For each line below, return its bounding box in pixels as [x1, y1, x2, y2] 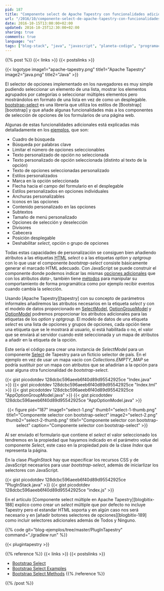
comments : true [5, 35, 36, 40]
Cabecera [12, 230, 32, 235]
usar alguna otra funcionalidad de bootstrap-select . [5, 367, 109, 373]
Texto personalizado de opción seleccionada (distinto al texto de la [12, 157, 147, 163]
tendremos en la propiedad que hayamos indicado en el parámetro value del [5, 437, 159, 443]
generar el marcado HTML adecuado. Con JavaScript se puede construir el [5, 265, 157, 271]
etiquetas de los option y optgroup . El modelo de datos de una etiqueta [5, 316, 148, 322]
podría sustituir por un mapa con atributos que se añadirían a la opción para [5, 362, 158, 368]
